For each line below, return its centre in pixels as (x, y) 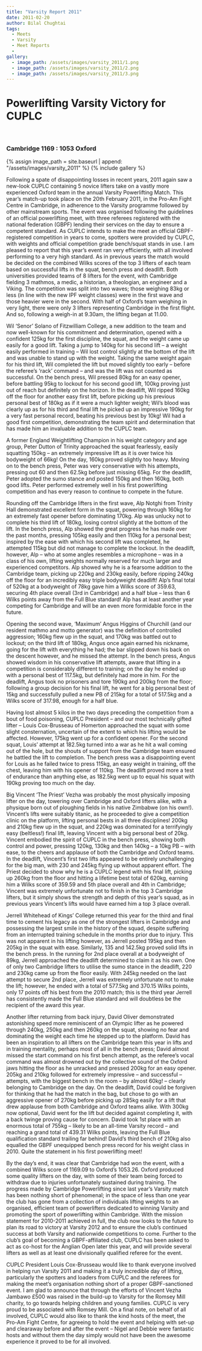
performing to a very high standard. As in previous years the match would (98, 256)
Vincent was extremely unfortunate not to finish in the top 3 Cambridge (95, 891)
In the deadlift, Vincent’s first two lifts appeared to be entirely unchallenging (100, 859)
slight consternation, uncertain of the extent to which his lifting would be (96, 732)
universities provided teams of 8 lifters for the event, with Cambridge (92, 276)
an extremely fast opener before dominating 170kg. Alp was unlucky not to (99, 516)
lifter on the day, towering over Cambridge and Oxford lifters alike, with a (96, 801)
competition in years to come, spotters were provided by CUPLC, (114, 237)
